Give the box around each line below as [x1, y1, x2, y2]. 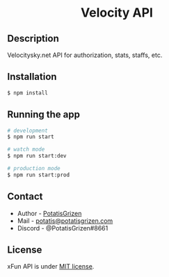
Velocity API [81, 5, 153, 21]
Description [7, 33, 59, 44]
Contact [7, 191, 43, 203]
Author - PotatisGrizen [17, 209, 82, 217]
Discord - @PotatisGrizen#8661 [17, 224, 108, 232]
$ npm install [7, 89, 49, 96]
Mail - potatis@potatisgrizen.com [17, 217, 113, 225]
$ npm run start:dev [7, 153, 67, 160]
